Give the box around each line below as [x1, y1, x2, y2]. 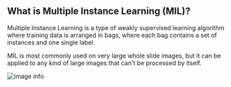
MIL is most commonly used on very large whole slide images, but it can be [7, 51, 221, 60]
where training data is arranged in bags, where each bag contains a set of [7, 31, 217, 39]
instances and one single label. [7, 38, 95, 47]
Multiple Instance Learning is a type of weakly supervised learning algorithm [7, 23, 225, 32]
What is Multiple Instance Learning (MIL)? [7, 5, 191, 17]
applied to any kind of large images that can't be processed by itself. [7, 58, 202, 67]
